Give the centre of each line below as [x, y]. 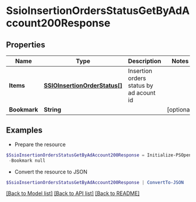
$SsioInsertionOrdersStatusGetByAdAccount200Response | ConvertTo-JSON [95, 182]
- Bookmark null [27, 161]
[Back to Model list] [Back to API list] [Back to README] [73, 193]
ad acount [142, 93]
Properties [26, 45]
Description [145, 61]
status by [141, 86]
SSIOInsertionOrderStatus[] [83, 86]
